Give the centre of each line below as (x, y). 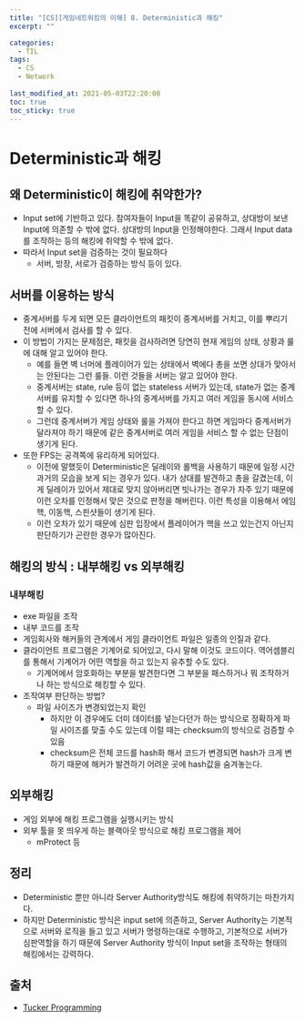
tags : (20, 60)
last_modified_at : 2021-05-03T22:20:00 (85, 93)
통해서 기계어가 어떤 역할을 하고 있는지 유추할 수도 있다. (131, 662)
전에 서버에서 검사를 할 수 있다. (77, 330)
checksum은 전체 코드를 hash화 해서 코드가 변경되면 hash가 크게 (166, 753)
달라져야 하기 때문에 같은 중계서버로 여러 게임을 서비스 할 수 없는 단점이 (163, 432)
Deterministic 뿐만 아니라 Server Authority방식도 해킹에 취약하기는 (142, 896)
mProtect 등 (58, 842)
